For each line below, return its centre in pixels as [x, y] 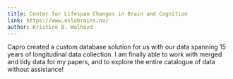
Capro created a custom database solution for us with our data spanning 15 [116, 47]
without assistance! [36, 69]
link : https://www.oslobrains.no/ [58, 20]
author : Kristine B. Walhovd [50, 27]
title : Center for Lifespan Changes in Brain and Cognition [98, 14]
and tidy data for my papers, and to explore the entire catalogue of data [111, 62]
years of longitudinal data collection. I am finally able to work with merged [115, 54]
